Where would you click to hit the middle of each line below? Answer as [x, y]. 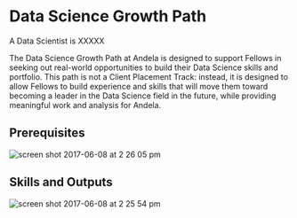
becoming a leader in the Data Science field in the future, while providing [143, 96]
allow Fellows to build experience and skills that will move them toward [139, 86]
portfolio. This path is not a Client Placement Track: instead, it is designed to [149, 76]
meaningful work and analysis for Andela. [85, 105]
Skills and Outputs [61, 182]
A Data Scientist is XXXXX [57, 41]
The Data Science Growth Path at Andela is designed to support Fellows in [145, 58]
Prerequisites [47, 133]
